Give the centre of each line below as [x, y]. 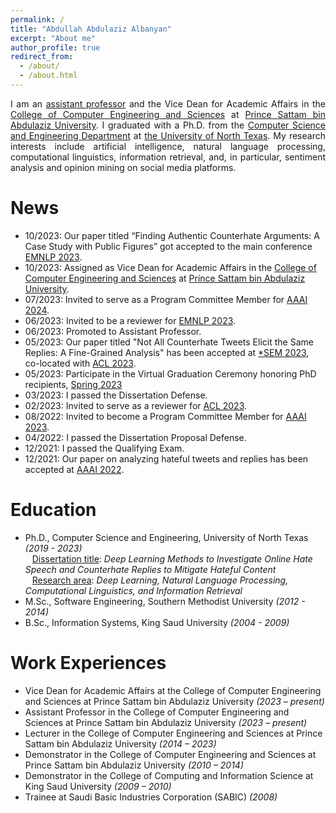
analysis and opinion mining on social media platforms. [123, 167]
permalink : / [37, 19]
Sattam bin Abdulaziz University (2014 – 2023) [120, 743]
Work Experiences [88, 662]
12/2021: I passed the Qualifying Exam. [104, 448]
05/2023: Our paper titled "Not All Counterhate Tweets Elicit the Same [169, 342]
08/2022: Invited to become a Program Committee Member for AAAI [165, 416]
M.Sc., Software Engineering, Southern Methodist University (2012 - [165, 601]
